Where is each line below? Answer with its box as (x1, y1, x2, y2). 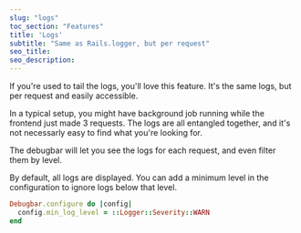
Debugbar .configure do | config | (9, 199, 132, 208)
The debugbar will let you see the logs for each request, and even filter (9, 145, 276, 156)
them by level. (9, 155, 62, 165)
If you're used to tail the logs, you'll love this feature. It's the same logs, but (9, 81, 292, 91)
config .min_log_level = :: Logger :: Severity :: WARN (17, 208, 210, 217)
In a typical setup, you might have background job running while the (9, 108, 265, 118)
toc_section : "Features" (9, 22, 104, 31)
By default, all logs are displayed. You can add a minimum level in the (9, 172, 269, 183)
